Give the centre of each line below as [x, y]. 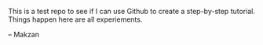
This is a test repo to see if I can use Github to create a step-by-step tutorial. [131, 11]
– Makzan [24, 35]
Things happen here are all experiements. [75, 19]
